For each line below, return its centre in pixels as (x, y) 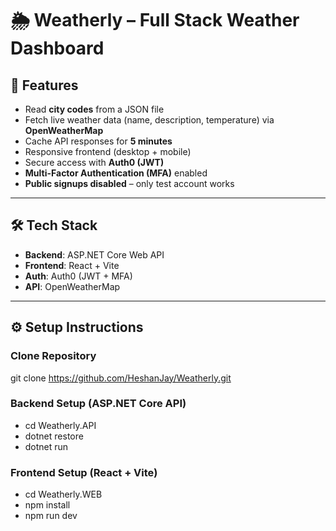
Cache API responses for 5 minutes (98, 141)
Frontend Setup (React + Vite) (84, 472)
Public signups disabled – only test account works (129, 183)
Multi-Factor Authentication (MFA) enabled (116, 173)
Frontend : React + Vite (72, 265)
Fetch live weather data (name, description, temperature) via (149, 120)
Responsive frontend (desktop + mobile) (108, 151)
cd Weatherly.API (60, 425)
